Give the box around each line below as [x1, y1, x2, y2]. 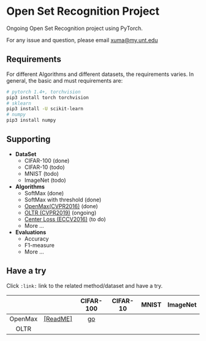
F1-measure [24, 241, 55, 249]
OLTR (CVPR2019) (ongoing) [24, 209, 97, 216]
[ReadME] [43, 314, 72, 323]
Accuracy [24, 234, 49, 242]
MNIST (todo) [24, 170, 59, 177]
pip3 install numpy [6, 118, 56, 124]
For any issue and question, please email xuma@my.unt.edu [6, 36, 158, 43]
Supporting [6, 134, 51, 144]
